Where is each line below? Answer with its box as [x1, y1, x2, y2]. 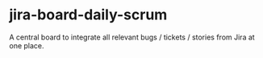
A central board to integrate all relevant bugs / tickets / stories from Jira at [9, 32, 255, 42]
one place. [9, 40, 44, 50]
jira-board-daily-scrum [9, 6, 168, 24]
